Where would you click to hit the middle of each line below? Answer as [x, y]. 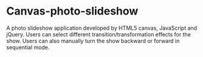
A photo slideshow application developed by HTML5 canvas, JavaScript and [102, 28]
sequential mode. [28, 47]
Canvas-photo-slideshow [72, 11]
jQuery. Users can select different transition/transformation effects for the [99, 34]
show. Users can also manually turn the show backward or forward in [93, 41]
